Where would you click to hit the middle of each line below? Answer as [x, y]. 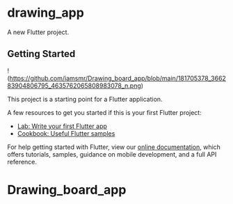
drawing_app [46, 13]
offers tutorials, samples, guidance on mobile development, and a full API [112, 154]
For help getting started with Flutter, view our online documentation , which [114, 147]
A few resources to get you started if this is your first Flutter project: [104, 112]
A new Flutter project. [38, 32]
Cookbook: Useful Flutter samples [66, 133]
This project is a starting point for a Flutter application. [85, 99]
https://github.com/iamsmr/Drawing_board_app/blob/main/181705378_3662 [118, 78]
